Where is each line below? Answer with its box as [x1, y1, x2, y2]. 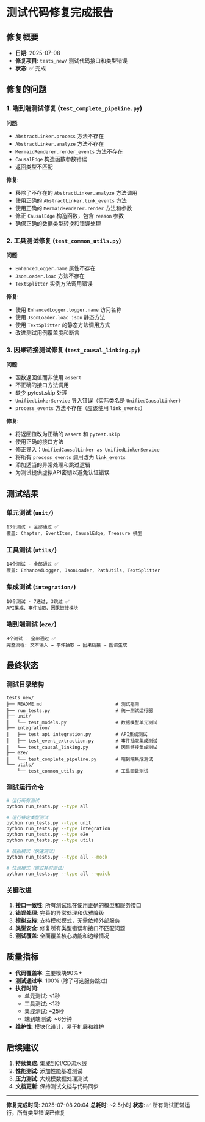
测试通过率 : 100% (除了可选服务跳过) [15, 977, 108, 984]
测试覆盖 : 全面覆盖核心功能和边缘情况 [15, 932, 110, 939]
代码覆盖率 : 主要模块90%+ [15, 969, 82, 976]
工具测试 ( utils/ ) [6, 545, 57, 554]
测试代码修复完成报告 [6, 6, 114, 20]
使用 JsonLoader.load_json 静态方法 [15, 313, 106, 320]
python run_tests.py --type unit [6, 820, 92, 826]
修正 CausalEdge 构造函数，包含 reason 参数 [15, 212, 124, 219]
